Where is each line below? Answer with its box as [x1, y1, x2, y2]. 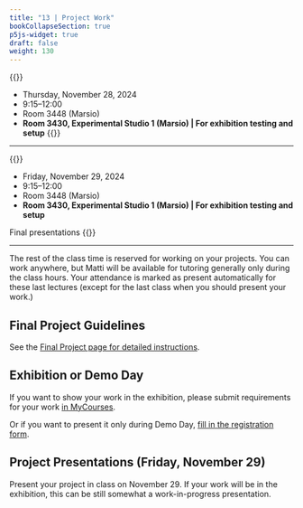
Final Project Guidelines [9, 317, 146, 333]
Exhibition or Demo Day [9, 368, 144, 383]
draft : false [9, 38, 59, 48]
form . [9, 428, 30, 439]
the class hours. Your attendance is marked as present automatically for [9, 272, 277, 283]
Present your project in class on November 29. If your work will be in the [9, 478, 278, 489]
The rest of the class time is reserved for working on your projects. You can [9, 253, 290, 264]
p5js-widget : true [9, 30, 78, 39]
